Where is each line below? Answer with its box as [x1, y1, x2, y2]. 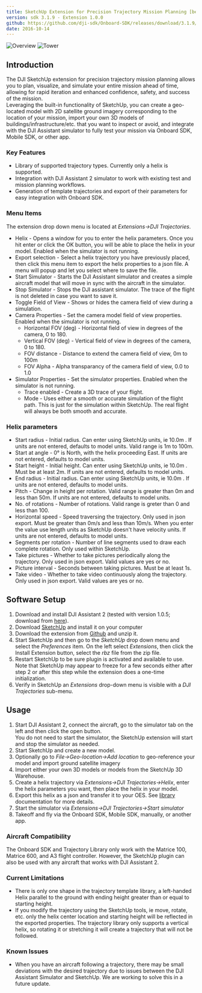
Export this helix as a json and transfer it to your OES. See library [14, 791, 176, 799]
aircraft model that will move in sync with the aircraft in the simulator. [14, 279, 186, 286]
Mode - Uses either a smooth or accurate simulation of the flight [23, 394, 183, 402]
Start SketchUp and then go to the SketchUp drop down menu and [14, 636, 180, 643]
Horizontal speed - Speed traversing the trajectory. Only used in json [14, 513, 186, 520]
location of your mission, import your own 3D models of [6, 114, 144, 121]
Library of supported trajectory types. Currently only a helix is [14, 162, 168, 169]
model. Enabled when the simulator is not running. [14, 247, 139, 254]
